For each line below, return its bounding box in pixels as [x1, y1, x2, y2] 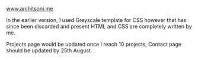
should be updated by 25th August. [6, 47, 92, 54]
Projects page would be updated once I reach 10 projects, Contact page [6, 41, 182, 48]
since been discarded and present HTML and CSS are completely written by [6, 23, 192, 30]
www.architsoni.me [6, 5, 53, 12]
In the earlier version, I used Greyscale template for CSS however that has [6, 17, 187, 23]
